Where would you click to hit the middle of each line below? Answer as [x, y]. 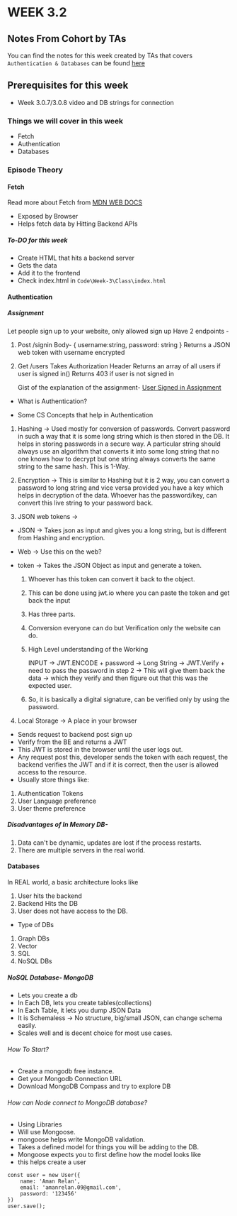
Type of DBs [36, 924]
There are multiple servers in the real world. [81, 850]
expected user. [50, 685]
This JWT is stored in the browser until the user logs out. [100, 749]
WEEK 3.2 [37, 12]
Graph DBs [33, 938]
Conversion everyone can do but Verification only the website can [125, 628]
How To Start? [28, 1049]
